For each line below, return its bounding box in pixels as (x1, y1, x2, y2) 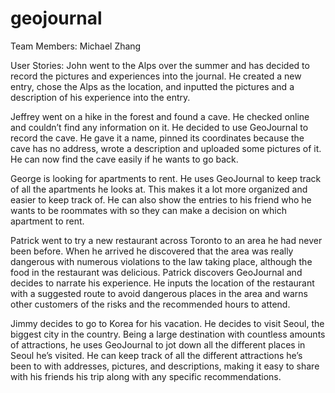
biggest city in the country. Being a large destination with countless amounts (10, 328, 326, 340)
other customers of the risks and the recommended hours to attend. (10, 298, 291, 310)
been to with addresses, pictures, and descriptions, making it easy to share (10, 360, 320, 372)
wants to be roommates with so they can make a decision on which (10, 204, 287, 216)
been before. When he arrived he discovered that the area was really (10, 245, 294, 257)
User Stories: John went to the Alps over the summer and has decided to (10, 59, 310, 71)
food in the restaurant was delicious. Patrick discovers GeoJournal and (10, 266, 303, 278)
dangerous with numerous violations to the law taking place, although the (10, 255, 313, 267)
